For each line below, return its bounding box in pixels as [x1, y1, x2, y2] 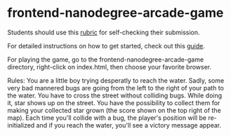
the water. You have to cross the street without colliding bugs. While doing [7, 91, 223, 100]
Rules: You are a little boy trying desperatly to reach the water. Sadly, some [7, 76, 225, 85]
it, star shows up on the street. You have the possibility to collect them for [7, 98, 220, 107]
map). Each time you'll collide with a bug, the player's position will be [7, 114, 207, 122]
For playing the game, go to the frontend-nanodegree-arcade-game [7, 55, 204, 64]
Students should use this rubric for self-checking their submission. [7, 28, 200, 36]
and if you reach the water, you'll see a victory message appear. [36, 121, 222, 129]
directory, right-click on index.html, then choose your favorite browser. [7, 62, 212, 71]
